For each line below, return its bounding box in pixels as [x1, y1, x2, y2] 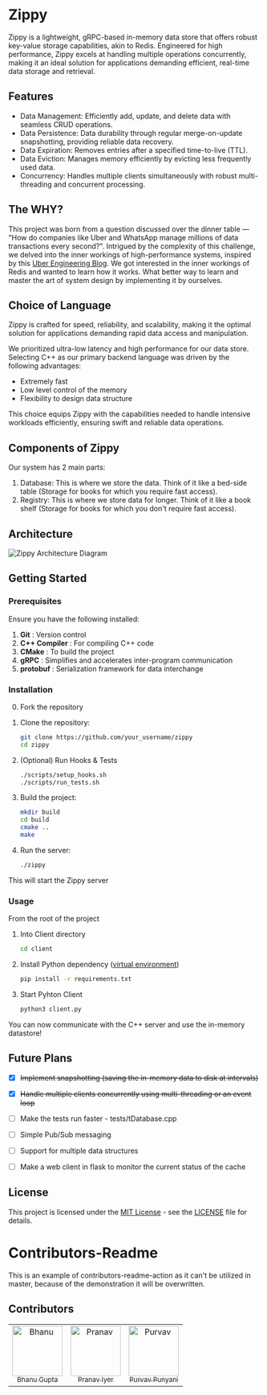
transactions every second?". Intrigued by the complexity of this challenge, [8, 241, 256, 251]
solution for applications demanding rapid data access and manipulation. [8, 328, 249, 338]
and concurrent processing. [53, 179, 146, 189]
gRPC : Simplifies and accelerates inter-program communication [19, 655, 233, 665]
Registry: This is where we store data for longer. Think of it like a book [19, 495, 252, 505]
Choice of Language [8, 298, 111, 312]
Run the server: [19, 845, 71, 855]
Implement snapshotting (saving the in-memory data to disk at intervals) [19, 1073, 259, 1082]
